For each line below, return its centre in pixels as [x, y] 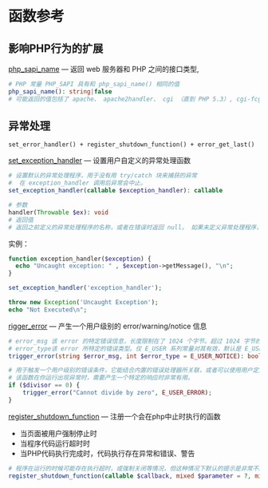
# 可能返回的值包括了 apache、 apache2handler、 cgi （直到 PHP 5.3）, [121, 99]
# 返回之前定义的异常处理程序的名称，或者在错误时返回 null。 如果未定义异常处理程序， [136, 227]
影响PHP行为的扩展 [56, 48]
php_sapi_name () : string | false [60, 91]
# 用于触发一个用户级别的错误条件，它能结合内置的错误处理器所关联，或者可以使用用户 [130, 371]
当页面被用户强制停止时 [58, 433]
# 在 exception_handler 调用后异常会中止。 [77, 183]
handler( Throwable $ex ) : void [59, 212]
